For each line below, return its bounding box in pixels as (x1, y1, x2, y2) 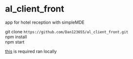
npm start (5, 39, 25, 44)
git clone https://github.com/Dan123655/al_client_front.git (5, 29, 129, 34)
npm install (5, 34, 27, 40)
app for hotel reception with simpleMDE (5, 19, 85, 25)
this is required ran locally (5, 48, 57, 54)
